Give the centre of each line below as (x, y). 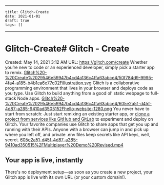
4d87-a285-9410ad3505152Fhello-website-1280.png (59, 109)
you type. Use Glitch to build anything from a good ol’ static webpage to (77, 93)
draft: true (17, 20)
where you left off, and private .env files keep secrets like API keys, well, (78, 134)
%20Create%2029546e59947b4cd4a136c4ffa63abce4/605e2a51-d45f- (79, 103)
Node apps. (29, 98)
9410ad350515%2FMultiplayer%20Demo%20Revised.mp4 (64, 145)
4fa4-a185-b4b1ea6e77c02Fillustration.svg (48, 83)
